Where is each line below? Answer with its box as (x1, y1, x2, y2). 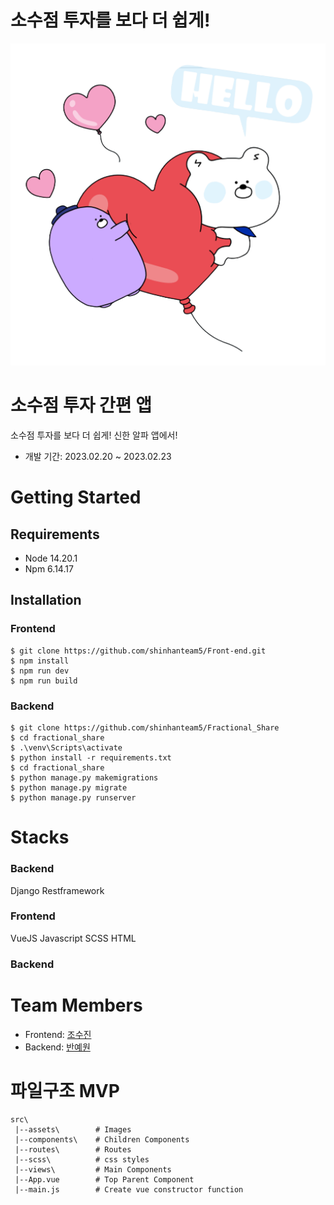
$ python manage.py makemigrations (10, 773, 159, 783)
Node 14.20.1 (24, 552, 78, 565)
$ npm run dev (10, 666, 70, 676)
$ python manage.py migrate (10, 783, 128, 793)
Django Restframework (10, 884, 105, 896)
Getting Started (10, 486, 142, 509)
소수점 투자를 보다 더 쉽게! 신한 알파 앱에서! (10, 429, 178, 441)
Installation (10, 592, 82, 609)
